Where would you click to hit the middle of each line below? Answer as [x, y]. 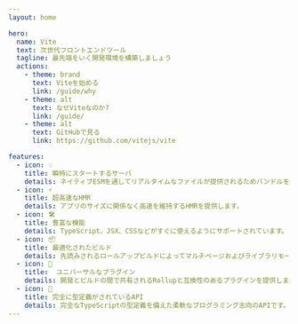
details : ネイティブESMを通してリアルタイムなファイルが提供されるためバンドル [154, 182]
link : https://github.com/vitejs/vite [104, 141]
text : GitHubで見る [66, 133]
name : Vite [36, 42]
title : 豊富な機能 [55, 223]
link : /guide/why [64, 91]
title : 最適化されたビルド [68, 248]
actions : [32, 67]
